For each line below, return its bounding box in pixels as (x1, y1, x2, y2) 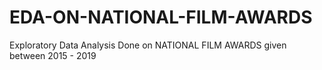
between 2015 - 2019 (9, 49, 97, 61)
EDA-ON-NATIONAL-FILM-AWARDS (9, 6, 313, 29)
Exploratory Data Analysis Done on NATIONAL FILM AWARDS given (9, 39, 287, 51)
